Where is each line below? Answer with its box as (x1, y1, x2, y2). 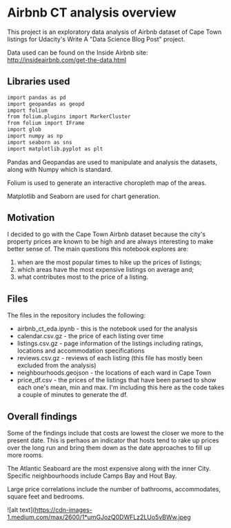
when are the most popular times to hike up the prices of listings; (17, 258, 202, 266)
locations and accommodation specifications (17, 346, 145, 355)
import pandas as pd (7, 94, 67, 101)
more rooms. (7, 451, 43, 460)
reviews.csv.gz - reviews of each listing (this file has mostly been (17, 354, 203, 362)
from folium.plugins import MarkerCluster (7, 113, 131, 120)
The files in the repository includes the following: (7, 311, 146, 320)
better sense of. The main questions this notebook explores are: (7, 245, 188, 253)
